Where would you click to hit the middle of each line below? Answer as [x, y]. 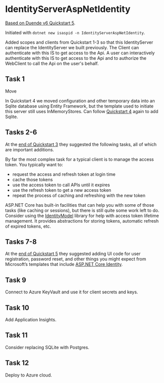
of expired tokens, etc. [28, 226]
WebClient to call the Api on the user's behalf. [52, 63]
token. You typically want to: [34, 164]
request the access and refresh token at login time [64, 174]
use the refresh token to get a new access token [62, 190]
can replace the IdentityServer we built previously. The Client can [72, 47]
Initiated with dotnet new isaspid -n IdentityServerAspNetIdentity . [75, 32]
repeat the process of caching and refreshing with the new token [79, 195]
